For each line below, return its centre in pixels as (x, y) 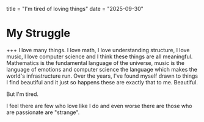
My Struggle (38, 33)
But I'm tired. (22, 94)
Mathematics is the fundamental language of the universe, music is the (96, 63)
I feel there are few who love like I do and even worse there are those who (99, 106)
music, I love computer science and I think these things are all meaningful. (100, 56)
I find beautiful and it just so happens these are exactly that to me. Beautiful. (102, 82)
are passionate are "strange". (43, 112)
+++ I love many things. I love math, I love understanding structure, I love (98, 50)
